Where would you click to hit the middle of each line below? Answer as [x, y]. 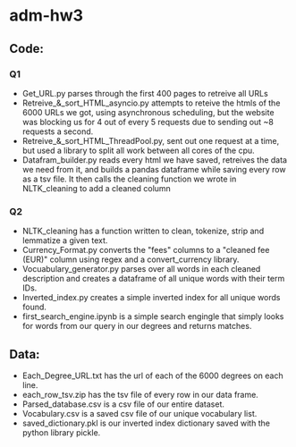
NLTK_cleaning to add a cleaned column [97, 188]
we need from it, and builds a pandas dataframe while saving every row [154, 169]
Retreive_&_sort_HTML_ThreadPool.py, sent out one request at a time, [151, 140]
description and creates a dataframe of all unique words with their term [153, 279]
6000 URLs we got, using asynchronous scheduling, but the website [148, 112]
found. [34, 307]
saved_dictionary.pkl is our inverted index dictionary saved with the [146, 423]
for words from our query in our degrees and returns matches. [137, 326]
